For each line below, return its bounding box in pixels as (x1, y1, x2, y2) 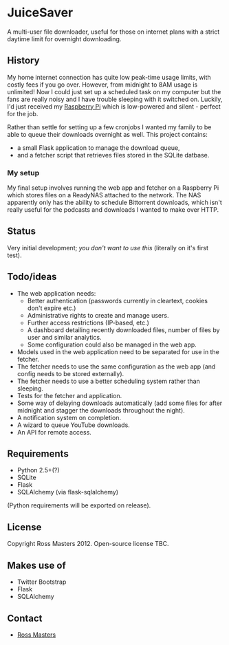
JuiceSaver (7, 5, 74, 21)
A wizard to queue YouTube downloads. (17, 421, 131, 429)
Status (7, 226, 36, 237)
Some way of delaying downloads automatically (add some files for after (17, 399, 223, 407)
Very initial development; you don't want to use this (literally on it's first (7, 243, 208, 252)
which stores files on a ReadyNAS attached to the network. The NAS (7, 191, 201, 199)
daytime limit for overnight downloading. (7, 34, 122, 43)
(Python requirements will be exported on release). (7, 501, 151, 510)
